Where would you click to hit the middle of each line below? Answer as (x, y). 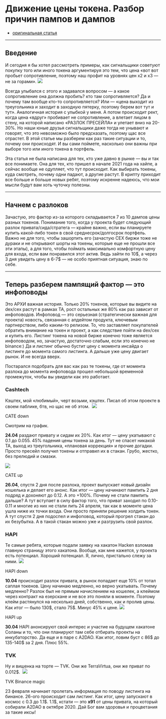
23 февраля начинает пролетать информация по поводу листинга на (78, 691)
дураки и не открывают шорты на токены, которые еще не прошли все (80, 243)
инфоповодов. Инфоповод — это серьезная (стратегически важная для (81, 314)
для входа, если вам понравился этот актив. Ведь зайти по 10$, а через (81, 254)
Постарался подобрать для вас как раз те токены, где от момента (75, 366)
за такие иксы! (21, 712)
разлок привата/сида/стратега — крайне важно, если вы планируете (78, 227)
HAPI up (14, 617)
